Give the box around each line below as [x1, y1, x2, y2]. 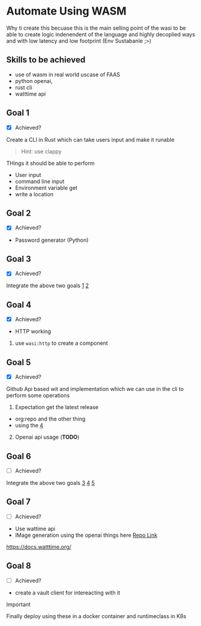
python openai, [14, 77, 53, 84]
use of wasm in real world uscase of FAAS [14, 71, 121, 78]
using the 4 [14, 422, 43, 429]
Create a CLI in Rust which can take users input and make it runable [6, 136, 175, 143]
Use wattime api [14, 525, 56, 532]
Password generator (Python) [14, 236, 89, 244]
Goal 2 [6, 208, 31, 219]
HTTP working [14, 328, 51, 335]
